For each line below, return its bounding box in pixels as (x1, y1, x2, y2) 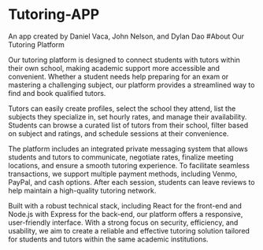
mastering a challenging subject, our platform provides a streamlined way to (8, 80, 255, 90)
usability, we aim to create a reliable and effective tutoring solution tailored (8, 226, 250, 235)
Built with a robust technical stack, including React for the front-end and (8, 200, 243, 210)
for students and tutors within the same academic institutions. (8, 234, 209, 244)
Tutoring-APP (8, 6, 100, 24)
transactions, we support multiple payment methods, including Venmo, (8, 169, 238, 178)
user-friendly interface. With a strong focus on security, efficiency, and (8, 218, 239, 227)
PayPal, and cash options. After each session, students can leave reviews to (8, 177, 255, 186)
